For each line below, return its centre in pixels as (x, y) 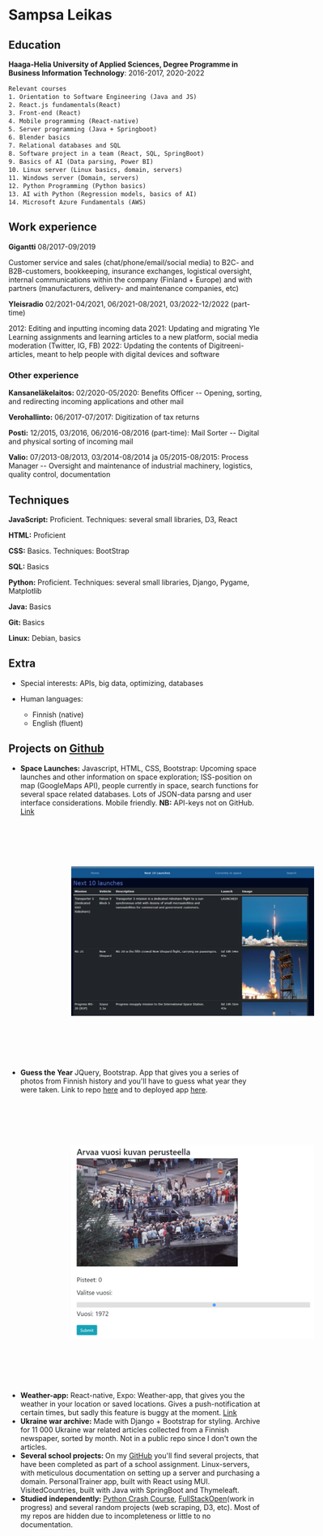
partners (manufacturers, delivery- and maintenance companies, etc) (123, 288)
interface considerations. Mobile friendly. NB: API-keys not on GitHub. (137, 802)
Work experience (53, 227)
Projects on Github (56, 749)
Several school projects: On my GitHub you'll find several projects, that (139, 1455)
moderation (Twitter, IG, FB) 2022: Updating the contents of (108, 345)
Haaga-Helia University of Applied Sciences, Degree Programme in (123, 64)
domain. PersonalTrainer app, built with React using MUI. (115, 1481)
